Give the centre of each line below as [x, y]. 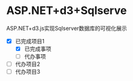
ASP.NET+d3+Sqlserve [66, 11]
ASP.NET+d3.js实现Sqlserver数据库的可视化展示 [67, 28]
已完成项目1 [30, 41]
